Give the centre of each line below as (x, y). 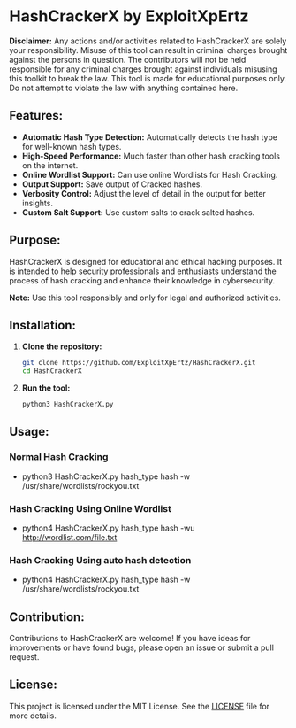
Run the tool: (46, 388)
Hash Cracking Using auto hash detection (100, 560)
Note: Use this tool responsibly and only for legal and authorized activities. (145, 298)
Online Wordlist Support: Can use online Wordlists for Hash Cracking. (150, 174)
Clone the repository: (62, 346)
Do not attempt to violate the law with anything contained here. (124, 88)
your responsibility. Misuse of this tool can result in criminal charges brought (148, 50)
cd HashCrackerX (52, 371)
